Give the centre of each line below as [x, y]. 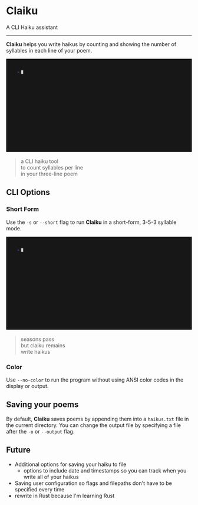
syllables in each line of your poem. [49, 50]
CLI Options [28, 192]
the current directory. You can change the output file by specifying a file [94, 425]
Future [19, 450]
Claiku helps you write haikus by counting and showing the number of [91, 44]
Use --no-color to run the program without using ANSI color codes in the [95, 380]
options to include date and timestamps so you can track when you [105, 470]
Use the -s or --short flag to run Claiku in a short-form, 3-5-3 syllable [91, 222]
